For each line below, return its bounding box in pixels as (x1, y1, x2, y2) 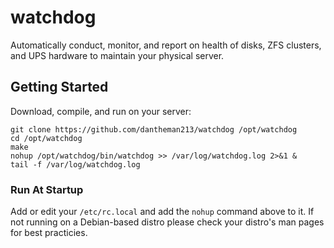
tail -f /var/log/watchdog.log (10, 159, 141, 170)
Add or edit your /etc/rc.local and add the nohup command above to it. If (10, 206, 315, 218)
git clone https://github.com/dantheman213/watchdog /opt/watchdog (10, 124, 298, 135)
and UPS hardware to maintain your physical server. (10, 49, 225, 61)
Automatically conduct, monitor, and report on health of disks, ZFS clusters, (10, 39, 322, 51)
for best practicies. (10, 227, 88, 239)
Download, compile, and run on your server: (10, 105, 192, 117)
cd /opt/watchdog (10, 133, 83, 143)
